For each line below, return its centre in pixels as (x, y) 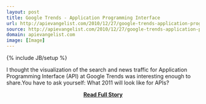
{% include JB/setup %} (37, 58)
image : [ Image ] (26, 40)
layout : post (23, 12)
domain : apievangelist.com (41, 35)
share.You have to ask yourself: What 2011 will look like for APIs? (88, 83)
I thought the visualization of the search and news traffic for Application (97, 70)
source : (16, 29)
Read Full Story (103, 95)
